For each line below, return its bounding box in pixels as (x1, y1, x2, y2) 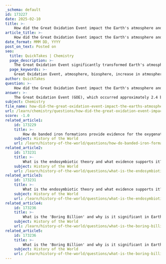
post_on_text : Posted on (5, 44, 56, 49)
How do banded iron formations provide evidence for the (23, 132, 142, 137)
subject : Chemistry (5, 100, 45, 105)
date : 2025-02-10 (5, 16, 41, 21)
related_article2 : (5, 146, 43, 151)
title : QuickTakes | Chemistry (9, 53, 74, 58)
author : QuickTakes (5, 76, 45, 81)
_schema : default (5, 7, 41, 12)
